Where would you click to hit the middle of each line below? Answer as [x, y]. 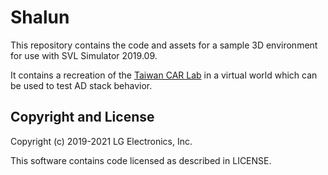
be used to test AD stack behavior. [81, 85]
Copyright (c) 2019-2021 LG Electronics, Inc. [101, 141]
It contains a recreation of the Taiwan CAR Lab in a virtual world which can [164, 75]
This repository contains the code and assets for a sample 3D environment [164, 45]
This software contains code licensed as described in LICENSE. [141, 160]
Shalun [40, 17]
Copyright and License [82, 117]
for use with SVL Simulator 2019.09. [84, 55]
